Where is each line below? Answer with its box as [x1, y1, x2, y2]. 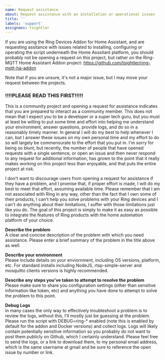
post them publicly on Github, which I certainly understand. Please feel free [5, 334, 159, 340]
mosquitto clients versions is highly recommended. [5, 268, 108, 273]
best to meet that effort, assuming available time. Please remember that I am [5, 186, 160, 192]
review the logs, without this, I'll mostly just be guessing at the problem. [5, 313, 151, 319]
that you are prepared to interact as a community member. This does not [5, 109, 153, 115]
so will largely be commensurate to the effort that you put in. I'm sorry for [5, 140, 154, 146]
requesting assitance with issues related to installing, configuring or [5, 44, 143, 50]
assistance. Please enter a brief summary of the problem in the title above [5, 237, 155, 243]
